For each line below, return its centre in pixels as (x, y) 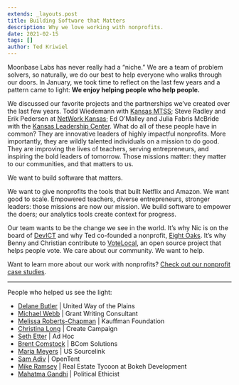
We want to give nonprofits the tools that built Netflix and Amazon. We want (118, 191)
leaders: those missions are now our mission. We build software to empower (119, 206)
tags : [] (20, 40)
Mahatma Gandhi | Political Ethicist (68, 374)
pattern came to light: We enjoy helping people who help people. (104, 90)
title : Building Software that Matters (67, 21)
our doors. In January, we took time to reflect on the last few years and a (114, 82)
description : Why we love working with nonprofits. (85, 27)
